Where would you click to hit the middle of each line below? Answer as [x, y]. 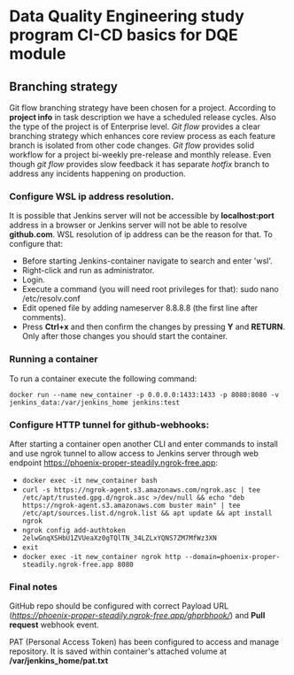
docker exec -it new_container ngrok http [101, 556]
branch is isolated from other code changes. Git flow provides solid [132, 145]
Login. [34, 280]
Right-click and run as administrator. [88, 271]
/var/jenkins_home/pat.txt [59, 661]
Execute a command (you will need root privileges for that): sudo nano [150, 289]
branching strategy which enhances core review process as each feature [143, 136]
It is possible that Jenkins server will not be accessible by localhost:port [142, 216]
